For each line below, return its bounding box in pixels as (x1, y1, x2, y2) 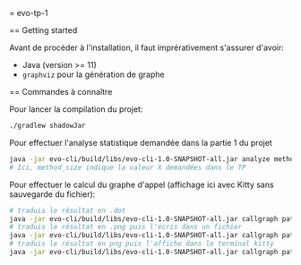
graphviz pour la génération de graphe (21, 69, 165, 80)
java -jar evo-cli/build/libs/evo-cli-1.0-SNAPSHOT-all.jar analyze (9, 154, 271, 164)
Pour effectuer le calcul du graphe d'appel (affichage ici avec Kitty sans (9, 179, 275, 190)
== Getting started (9, 25, 78, 35)
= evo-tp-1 (9, 8, 48, 18)
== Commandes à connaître (9, 87, 113, 97)
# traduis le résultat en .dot (9, 206, 126, 215)
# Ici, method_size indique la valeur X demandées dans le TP (9, 163, 246, 172)
